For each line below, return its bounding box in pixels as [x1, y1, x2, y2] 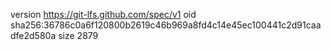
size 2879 [58, 30, 99, 41]
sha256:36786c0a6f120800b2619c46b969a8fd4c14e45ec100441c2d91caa [10, 19, 322, 31]
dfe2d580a [10, 30, 57, 41]
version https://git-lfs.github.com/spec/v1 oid [10, 9, 197, 20]
